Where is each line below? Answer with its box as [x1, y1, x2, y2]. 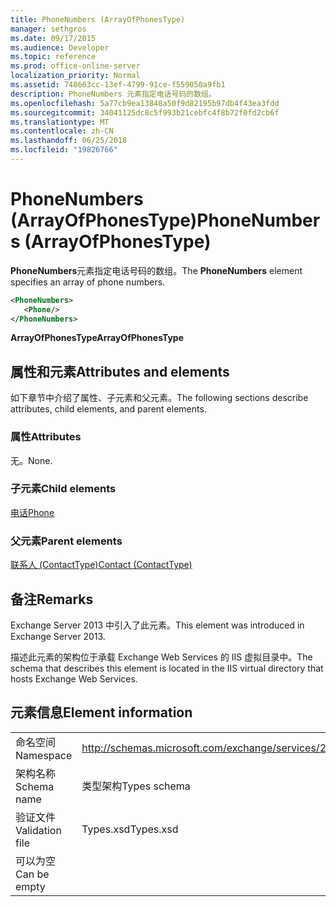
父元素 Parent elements [10, 534, 123, 548]
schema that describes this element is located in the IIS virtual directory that [10, 662, 324, 674]
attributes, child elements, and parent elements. [10, 403, 207, 415]
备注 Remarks [10, 591, 94, 608]
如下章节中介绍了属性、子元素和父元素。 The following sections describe [10, 392, 309, 404]
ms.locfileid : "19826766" [10, 145, 118, 155]
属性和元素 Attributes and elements [10, 363, 230, 380]
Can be [15, 867, 50, 881]
